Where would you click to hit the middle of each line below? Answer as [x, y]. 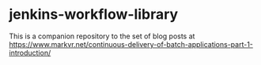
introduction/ [30, 52]
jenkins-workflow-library [94, 14]
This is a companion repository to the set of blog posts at [102, 36]
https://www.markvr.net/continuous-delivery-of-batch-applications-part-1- [131, 44]
